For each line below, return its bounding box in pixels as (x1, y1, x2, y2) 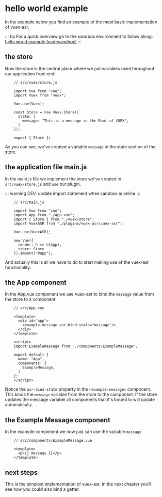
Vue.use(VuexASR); (14, 229, 51, 234)
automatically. (5, 402, 33, 408)
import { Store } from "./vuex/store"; (14, 217, 95, 222)
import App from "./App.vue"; (14, 212, 75, 217)
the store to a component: (5, 296, 57, 302)
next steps (5, 468, 38, 477)
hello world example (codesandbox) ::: (5, 38, 81, 44)
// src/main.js (14, 200, 45, 205)
